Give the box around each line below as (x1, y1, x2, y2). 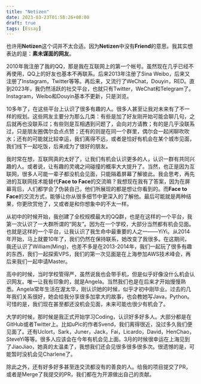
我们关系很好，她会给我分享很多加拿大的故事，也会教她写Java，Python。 (11, 293, 193, 300)
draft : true (6, 20, 36, 26)
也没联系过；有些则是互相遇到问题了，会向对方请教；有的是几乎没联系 (22, 120, 195, 127)
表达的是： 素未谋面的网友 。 (6, 50, 75, 57)
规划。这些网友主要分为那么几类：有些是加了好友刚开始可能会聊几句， (16, 113, 190, 120)
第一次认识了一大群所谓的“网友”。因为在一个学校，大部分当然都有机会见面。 (6, 221, 194, 228)
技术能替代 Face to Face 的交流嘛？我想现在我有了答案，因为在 (32, 178, 185, 185)
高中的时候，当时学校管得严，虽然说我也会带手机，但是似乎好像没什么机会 (6, 270, 190, 278)
